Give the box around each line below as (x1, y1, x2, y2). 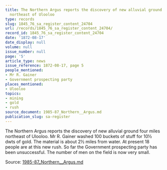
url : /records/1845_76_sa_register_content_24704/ (5, 26, 113, 31)
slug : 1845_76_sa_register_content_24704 (5, 21, 93, 26)
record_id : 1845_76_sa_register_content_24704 (5, 30, 104, 35)
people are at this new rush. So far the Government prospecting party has (5, 143, 157, 150)
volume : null (5, 44, 32, 49)
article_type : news (5, 58, 46, 63)
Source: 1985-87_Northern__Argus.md (5, 158, 83, 165)
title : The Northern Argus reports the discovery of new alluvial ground (5, 7, 162, 12)
